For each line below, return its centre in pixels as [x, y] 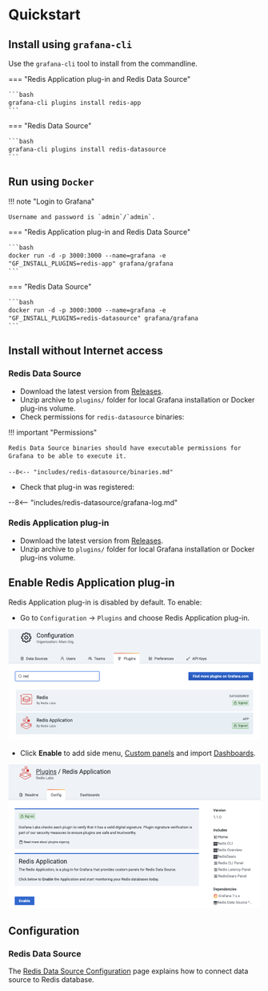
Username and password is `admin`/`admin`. [82, 217]
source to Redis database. [51, 979]
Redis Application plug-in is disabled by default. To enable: [105, 602]
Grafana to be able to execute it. [68, 456]
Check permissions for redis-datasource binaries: [102, 417]
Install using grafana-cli [70, 44]
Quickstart [45, 15]
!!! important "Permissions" [53, 432]
